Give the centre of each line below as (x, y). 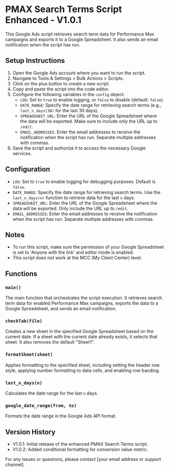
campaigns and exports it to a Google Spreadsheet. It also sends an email (82, 39)
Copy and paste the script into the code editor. (61, 89)
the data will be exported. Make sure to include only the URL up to (89, 121)
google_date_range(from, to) (41, 406)
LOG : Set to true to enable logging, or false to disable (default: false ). (92, 100)
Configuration (28, 170)
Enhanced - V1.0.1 (43, 20)
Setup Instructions (35, 61)
